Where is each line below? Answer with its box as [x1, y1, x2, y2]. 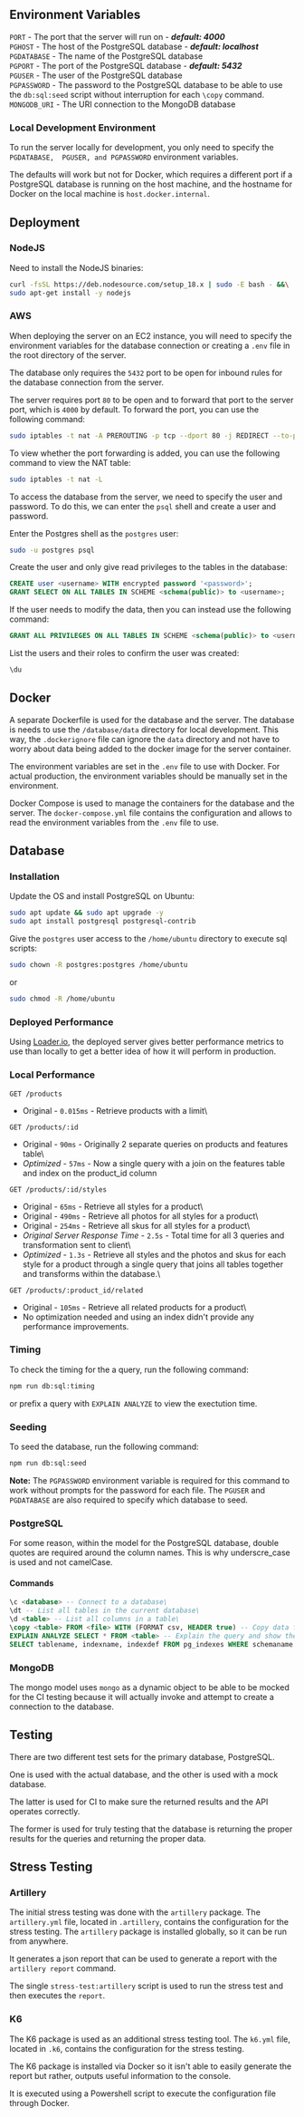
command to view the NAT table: [9, 457, 131, 468]
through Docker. [9, 2097, 70, 2108]
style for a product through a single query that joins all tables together [22, 1259, 284, 1270]
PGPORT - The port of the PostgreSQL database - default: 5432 [9, 60, 242, 71]
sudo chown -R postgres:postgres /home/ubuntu [9, 961, 188, 970]
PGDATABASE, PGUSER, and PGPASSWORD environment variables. [9, 151, 239, 162]
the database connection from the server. [9, 376, 165, 388]
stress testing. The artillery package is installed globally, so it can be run [9, 1926, 288, 1938]
